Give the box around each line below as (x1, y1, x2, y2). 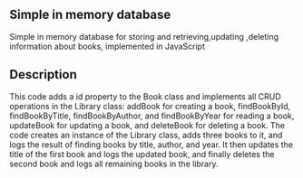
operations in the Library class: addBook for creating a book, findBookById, (9, 100, 291, 111)
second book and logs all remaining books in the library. (9, 158, 219, 169)
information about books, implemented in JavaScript (9, 41, 206, 52)
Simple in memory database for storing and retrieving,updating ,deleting (9, 31, 279, 42)
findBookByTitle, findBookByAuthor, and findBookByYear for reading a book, (9, 110, 295, 121)
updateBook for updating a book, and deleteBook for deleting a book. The (9, 119, 286, 130)
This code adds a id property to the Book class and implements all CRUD (9, 90, 281, 102)
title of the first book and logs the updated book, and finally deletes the (9, 148, 275, 159)
